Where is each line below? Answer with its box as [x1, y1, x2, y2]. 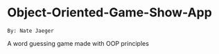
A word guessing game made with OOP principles [7, 39, 149, 47]
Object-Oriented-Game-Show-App [7, 5, 213, 21]
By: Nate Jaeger [7, 27, 54, 34]
